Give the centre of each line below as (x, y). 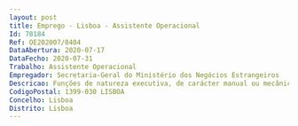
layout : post (33, 17)
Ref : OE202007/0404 (45, 42)
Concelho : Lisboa (41, 100)
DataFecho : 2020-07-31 (51, 59)
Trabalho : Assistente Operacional (73, 67)
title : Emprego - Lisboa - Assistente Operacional (105, 26)
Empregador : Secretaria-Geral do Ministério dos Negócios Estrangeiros (144, 75)
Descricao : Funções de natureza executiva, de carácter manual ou (134, 83)
